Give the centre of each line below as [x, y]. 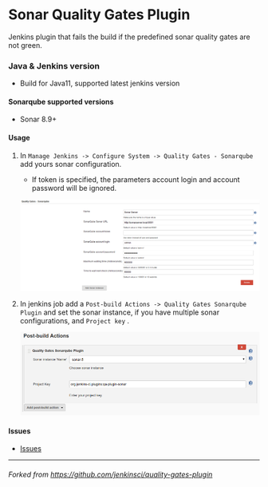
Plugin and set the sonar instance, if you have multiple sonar [120, 312]
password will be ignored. [74, 188]
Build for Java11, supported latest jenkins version [100, 83]
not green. [25, 45]
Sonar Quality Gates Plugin [99, 15]
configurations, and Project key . [75, 320]
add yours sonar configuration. [71, 164]
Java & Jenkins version [54, 65]
